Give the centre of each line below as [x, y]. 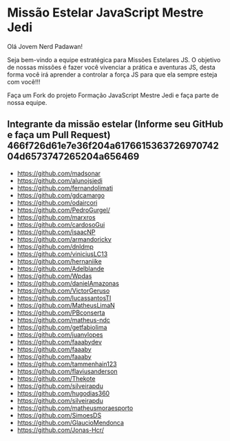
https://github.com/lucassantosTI [64, 297]
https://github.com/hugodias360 [63, 393]
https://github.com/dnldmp [55, 246]
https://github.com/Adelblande [61, 268]
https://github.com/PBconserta [61, 313]
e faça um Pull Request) [59, 135]
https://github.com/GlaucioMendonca [70, 422]
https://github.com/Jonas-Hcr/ [61, 430]
